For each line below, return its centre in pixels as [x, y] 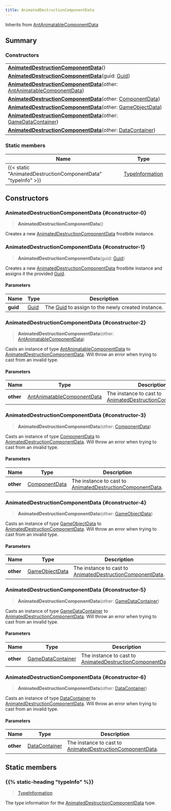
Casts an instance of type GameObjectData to [53, 523]
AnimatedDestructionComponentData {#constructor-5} [76, 590]
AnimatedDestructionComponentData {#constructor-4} [76, 503]
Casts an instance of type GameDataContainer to [57, 611]
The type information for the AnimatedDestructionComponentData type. [81, 803]
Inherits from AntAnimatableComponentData [52, 25]
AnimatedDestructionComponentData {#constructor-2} [76, 322]
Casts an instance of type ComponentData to [53, 436]
